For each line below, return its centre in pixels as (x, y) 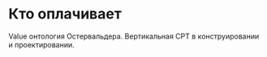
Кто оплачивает (65, 14)
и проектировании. (41, 44)
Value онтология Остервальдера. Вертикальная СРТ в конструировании (134, 36)
